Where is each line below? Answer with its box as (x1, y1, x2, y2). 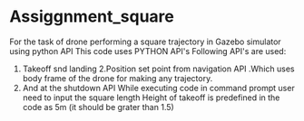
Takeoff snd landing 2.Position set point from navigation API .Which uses (22, 63, 295, 74)
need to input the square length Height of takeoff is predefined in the (22, 92, 280, 103)
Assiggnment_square (9, 6, 175, 27)
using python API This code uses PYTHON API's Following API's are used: (9, 45, 287, 56)
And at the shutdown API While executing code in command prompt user (22, 82, 295, 93)
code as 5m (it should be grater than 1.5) (22, 101, 174, 112)
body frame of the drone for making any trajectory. (22, 72, 213, 83)
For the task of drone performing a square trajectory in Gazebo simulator (9, 36, 281, 47)
